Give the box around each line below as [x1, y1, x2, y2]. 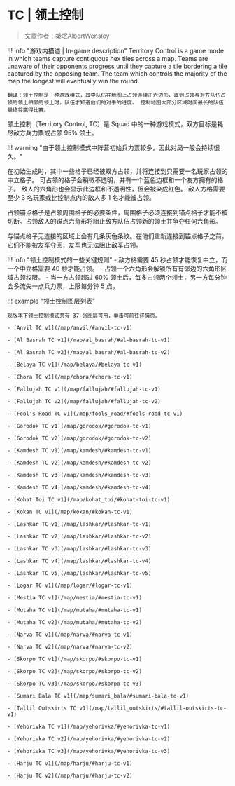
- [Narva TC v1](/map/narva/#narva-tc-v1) [7, 631, 133, 638]
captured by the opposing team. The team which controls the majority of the [7, 69, 227, 78]
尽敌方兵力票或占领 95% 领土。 [7, 128, 98, 137]
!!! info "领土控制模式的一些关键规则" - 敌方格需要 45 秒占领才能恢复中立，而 [7, 255, 228, 264]
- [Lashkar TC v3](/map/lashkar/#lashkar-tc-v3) [7, 545, 152, 552]
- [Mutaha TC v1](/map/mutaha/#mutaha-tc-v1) [7, 607, 142, 614]
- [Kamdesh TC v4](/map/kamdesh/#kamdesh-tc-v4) [7, 484, 152, 491]
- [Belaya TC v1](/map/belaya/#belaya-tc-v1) [7, 361, 142, 368]
